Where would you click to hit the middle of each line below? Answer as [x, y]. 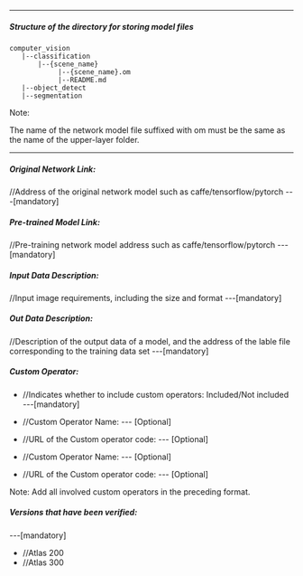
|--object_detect [54, 88]
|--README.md [82, 80]
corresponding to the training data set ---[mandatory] [109, 351]
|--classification [56, 56]
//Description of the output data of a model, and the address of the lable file [150, 341]
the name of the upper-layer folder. [74, 139]
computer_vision [40, 48]
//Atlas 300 [43, 562]
